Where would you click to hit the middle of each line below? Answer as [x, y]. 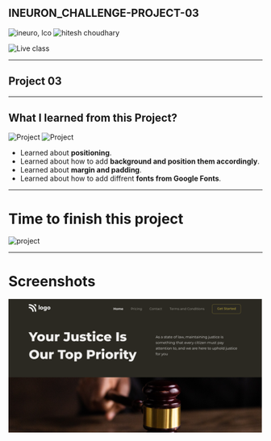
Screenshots [52, 281]
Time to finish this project [96, 219]
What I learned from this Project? [93, 118]
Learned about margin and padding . [81, 170]
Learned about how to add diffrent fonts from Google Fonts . [121, 179]
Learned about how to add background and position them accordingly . [140, 161]
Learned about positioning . [66, 153]
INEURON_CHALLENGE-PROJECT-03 [104, 13]
